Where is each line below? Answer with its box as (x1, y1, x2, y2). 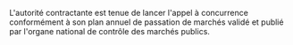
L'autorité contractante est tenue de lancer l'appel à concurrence (9, 8, 248, 18)
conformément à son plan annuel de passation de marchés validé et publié (9, 17, 284, 27)
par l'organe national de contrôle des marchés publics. (9, 26, 210, 36)
